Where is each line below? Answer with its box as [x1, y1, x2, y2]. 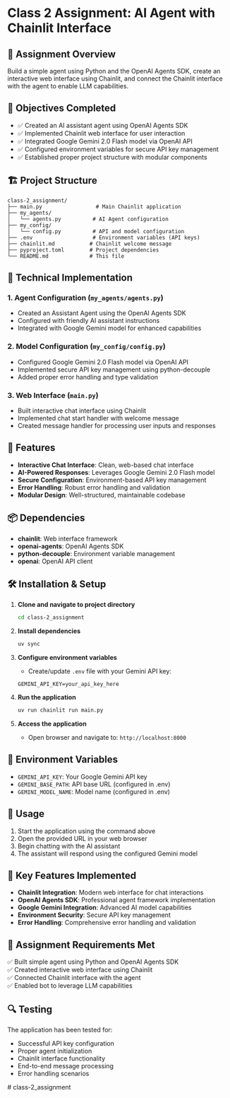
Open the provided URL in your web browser [17, 834, 147, 842]
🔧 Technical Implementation [7, 272, 133, 284]
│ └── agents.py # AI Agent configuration [7, 216, 169, 223]
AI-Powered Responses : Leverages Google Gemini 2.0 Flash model [17, 468, 215, 476]
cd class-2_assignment [17, 614, 85, 621]
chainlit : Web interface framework [17, 534, 118, 543]
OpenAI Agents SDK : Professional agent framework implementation [17, 896, 216, 904]
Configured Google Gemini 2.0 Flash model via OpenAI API [17, 358, 189, 366]
